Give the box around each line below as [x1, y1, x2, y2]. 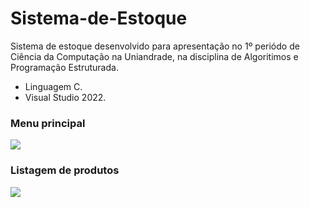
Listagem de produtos [10, 163, 120, 177]
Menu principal [10, 116, 86, 130]
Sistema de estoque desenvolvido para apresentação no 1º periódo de [10, 40, 300, 52]
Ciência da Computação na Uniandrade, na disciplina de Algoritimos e [10, 50, 299, 62]
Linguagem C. [24, 80, 83, 92]
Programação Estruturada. [10, 61, 119, 73]
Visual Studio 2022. [24, 91, 107, 103]
